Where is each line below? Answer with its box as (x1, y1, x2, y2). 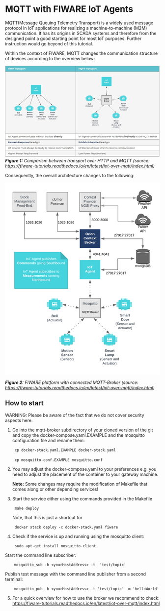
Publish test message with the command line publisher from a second (5, 571, 146, 577)
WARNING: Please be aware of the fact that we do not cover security (5, 412, 144, 418)
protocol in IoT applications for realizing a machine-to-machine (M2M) (5, 25, 147, 31)
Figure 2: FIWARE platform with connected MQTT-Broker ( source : (5, 379, 138, 385)
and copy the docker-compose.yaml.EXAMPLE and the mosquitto (12, 432, 145, 438)
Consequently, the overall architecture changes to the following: (5, 173, 135, 178)
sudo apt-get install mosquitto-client (14, 543, 96, 548)
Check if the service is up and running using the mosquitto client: (12, 533, 144, 539)
